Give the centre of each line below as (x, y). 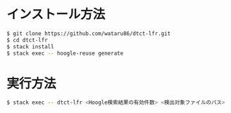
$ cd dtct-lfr (27, 40)
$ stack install (30, 46)
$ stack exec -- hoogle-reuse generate (65, 53)
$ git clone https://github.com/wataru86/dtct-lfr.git (89, 33)
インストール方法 (56, 14)
